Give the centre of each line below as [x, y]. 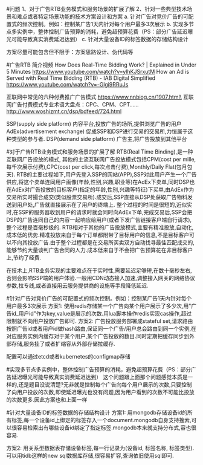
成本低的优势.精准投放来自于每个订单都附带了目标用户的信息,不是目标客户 [98, 235]
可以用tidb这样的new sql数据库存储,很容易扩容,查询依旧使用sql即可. [90, 456]
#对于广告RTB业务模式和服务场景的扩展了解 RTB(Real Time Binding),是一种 [100, 152]
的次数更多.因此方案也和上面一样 [47, 400]
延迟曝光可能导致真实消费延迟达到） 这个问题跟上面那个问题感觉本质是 [99, 377]
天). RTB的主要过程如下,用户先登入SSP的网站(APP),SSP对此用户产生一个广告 [101, 174]
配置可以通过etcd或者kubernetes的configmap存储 [69, 356]
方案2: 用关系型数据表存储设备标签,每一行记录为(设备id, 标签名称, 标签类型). [100, 448]
